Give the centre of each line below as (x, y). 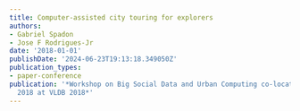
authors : (25, 26)
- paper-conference (46, 76)
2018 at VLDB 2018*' (55, 92)
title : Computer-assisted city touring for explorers (112, 17)
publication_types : (46, 68)
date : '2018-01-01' (46, 51)
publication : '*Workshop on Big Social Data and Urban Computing (133, 84)
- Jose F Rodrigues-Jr (51, 43)
